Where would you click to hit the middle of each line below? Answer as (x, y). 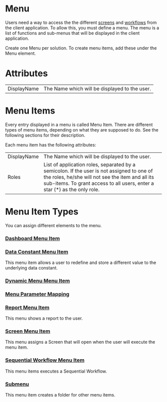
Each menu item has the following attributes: (51, 144)
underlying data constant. (32, 268)
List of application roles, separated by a (89, 164)
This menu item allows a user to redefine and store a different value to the (81, 263)
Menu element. (21, 53)
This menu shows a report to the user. (44, 318)
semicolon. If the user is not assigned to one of (98, 171)
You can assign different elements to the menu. (53, 225)
